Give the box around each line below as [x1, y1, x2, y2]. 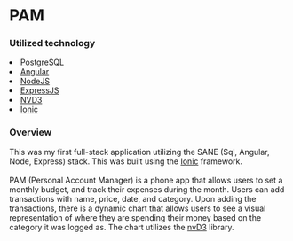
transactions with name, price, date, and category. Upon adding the [9, 193, 257, 204]
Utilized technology [9, 37, 96, 50]
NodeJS [20, 76, 51, 87]
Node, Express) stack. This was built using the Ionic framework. [9, 156, 242, 167]
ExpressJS [20, 85, 59, 96]
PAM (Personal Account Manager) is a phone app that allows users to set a [9, 175, 283, 185]
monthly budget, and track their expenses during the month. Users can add [9, 183, 285, 195]
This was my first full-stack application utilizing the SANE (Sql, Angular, [9, 146, 270, 157]
